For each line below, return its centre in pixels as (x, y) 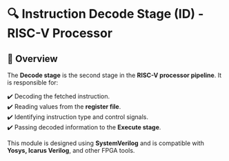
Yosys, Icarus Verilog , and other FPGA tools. (71, 150)
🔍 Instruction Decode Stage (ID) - (106, 14)
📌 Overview (32, 59)
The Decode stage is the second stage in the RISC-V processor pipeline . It (114, 75)
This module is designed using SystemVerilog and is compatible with (106, 143)
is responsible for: (33, 83)
